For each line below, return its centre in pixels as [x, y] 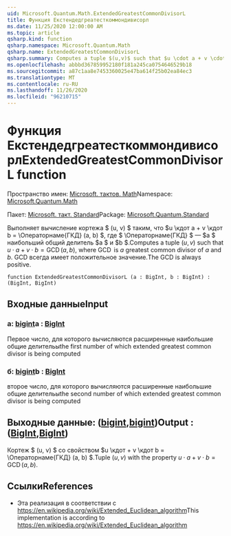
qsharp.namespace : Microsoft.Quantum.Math [69, 45]
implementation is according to [61, 517]
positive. [19, 264]
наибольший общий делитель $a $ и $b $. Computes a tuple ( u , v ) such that [115, 243]
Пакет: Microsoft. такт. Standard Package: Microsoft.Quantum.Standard [108, 214]
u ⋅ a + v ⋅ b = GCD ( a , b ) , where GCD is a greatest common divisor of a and [114, 249]
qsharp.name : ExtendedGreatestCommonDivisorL [73, 52]
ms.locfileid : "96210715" [44, 97]
